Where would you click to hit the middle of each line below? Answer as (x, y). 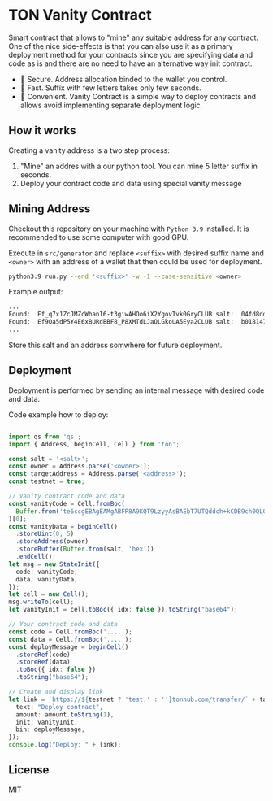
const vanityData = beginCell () (63, 526)
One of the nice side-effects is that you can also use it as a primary (121, 46)
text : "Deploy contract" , (60, 707)
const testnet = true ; (47, 481)
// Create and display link (56, 692)
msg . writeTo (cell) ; (41, 602)
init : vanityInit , (47, 722)
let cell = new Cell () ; (49, 594)
